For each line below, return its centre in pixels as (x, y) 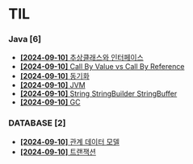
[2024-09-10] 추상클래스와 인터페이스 (82, 58)
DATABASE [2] (37, 123)
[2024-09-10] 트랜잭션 (58, 152)
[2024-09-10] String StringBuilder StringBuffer (99, 94)
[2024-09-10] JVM (53, 85)
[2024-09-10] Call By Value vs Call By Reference (102, 67)
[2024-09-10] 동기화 (55, 76)
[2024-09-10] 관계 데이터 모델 (69, 141)
